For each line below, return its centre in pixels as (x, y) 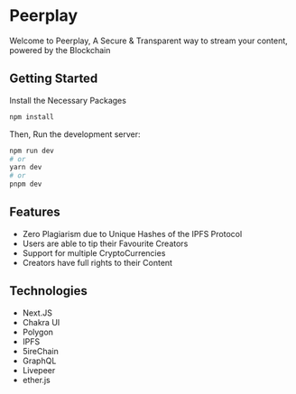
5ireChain (40, 351)
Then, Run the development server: (75, 134)
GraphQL (39, 361)
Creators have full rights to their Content (97, 262)
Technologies (49, 291)
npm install (32, 117)
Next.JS (37, 313)
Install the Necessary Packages (68, 100)
